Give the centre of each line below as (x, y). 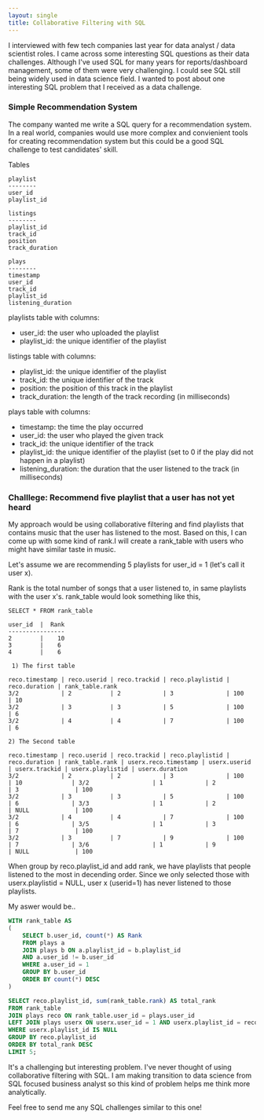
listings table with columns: (52, 356)
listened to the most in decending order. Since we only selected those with (129, 875)
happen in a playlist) (52, 460)
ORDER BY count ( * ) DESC (61, 979)
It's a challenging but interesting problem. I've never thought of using (120, 1067)
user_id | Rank (37, 625)
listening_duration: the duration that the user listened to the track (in (129, 468)
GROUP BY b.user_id (54, 972)
